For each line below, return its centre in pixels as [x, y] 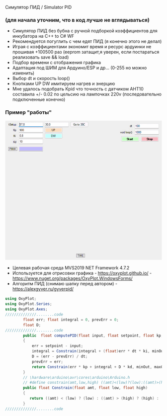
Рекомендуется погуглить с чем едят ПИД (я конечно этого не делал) [87, 41]
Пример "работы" [29, 112]
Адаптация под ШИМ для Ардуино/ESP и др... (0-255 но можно [80, 68]
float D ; [32, 325]
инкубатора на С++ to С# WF [43, 36]
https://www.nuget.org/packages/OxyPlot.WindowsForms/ [72, 278]
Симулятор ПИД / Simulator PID [39, 7]
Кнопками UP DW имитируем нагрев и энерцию [64, 83]
